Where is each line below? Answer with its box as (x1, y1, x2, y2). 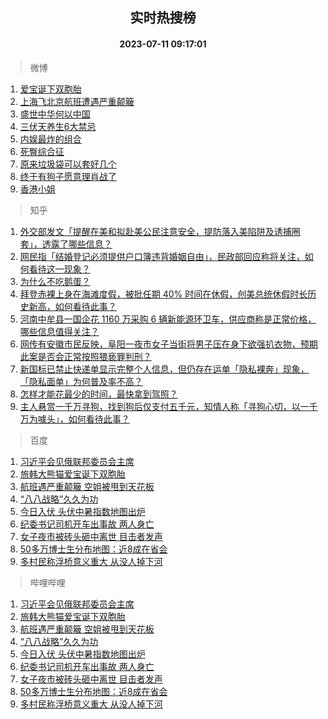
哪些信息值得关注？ (19, 325, 100, 337)
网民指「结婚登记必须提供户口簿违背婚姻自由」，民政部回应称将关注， (19, 250, 305, 262)
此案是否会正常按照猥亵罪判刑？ (19, 350, 152, 362)
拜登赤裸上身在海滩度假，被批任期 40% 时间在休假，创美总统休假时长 (19, 288, 308, 300)
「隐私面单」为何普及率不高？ (19, 375, 143, 387)
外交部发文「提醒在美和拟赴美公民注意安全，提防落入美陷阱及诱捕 (19, 225, 292, 237)
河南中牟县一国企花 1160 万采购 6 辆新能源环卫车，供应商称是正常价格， (19, 313, 317, 325)
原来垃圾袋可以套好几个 (19, 158, 117, 170)
